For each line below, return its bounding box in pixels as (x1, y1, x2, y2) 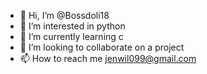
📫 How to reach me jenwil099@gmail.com (19, 53, 197, 64)
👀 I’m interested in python (19, 20, 126, 32)
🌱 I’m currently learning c (19, 31, 124, 42)
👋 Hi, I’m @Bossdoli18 (19, 10, 110, 21)
